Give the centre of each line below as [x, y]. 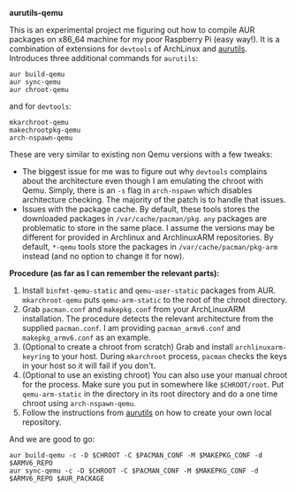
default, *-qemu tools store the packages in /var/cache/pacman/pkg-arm [150, 246]
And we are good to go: [52, 439]
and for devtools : [41, 106]
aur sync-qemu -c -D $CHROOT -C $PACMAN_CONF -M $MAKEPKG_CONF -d [134, 471]
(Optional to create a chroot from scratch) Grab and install [128, 347]
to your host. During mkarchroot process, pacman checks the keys [169, 356]
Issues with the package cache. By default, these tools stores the [141, 209]
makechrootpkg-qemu [45, 130]
